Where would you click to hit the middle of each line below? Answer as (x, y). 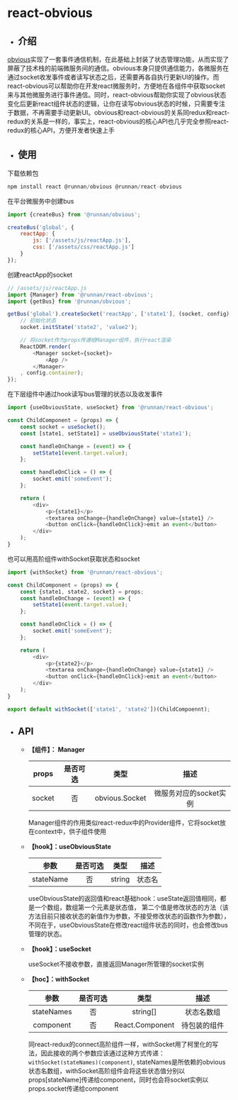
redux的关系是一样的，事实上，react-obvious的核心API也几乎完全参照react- (118, 121)
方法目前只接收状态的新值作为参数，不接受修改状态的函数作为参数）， (129, 916)
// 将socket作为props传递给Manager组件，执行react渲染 (96, 340)
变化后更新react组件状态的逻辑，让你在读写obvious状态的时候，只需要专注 (116, 104)
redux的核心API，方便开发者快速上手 (61, 130)
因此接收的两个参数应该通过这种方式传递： (103, 1053)
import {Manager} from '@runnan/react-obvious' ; (80, 295)
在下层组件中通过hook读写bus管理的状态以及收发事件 (85, 394)
